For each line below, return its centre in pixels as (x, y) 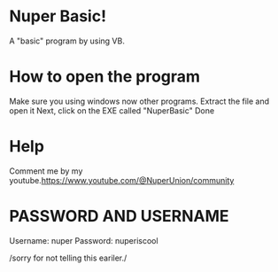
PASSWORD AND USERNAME (119, 216)
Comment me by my (46, 171)
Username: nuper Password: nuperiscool (84, 240)
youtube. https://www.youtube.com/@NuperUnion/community (122, 180)
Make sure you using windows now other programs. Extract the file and (139, 101)
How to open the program (105, 77)
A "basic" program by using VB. (67, 41)
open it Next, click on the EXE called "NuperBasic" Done (112, 110)
